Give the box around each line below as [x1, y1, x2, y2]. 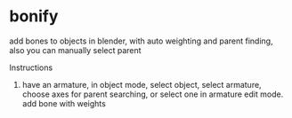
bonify [9, 6, 59, 27]
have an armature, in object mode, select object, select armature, [21, 79, 262, 90]
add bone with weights [21, 98, 107, 108]
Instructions [9, 62, 53, 73]
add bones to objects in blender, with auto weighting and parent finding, [9, 35, 273, 46]
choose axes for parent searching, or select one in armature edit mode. [21, 89, 284, 99]
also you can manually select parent [9, 44, 142, 55]
